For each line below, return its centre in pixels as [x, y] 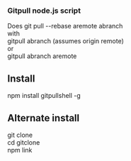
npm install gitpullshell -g [44, 96]
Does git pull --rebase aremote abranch [65, 26]
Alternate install [44, 118]
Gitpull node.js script [44, 11]
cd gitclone [24, 142]
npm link [20, 150]
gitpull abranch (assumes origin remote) [65, 41]
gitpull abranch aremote [42, 56]
